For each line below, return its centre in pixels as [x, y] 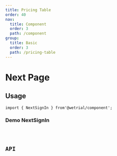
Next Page [27, 77]
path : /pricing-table [33, 52]
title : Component [28, 24]
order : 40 [16, 15]
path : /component [28, 33]
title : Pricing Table [28, 10]
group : [12, 38]
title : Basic [24, 43]
